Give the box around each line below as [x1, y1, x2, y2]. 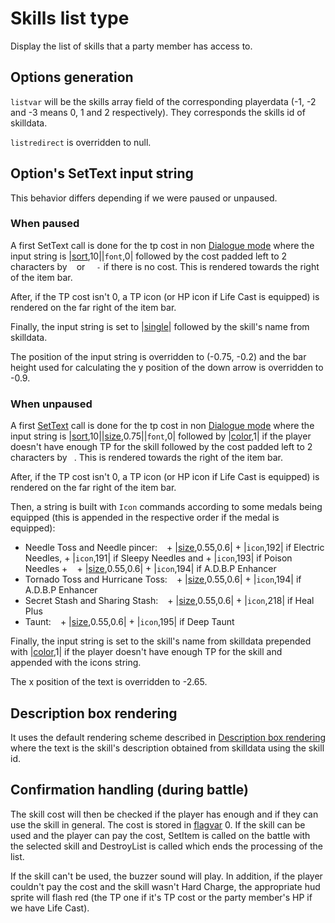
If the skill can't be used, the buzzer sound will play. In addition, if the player [10, 870, 323, 882]
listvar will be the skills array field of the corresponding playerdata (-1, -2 [10, 95, 317, 107]
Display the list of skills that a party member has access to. [10, 40, 253, 52]
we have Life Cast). [10, 902, 90, 914]
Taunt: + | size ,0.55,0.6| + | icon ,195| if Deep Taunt [24, 616, 235, 628]
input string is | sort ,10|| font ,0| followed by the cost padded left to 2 [10, 250, 288, 262]
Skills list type [10, 7, 130, 30]
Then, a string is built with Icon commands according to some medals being [10, 501, 323, 513]
